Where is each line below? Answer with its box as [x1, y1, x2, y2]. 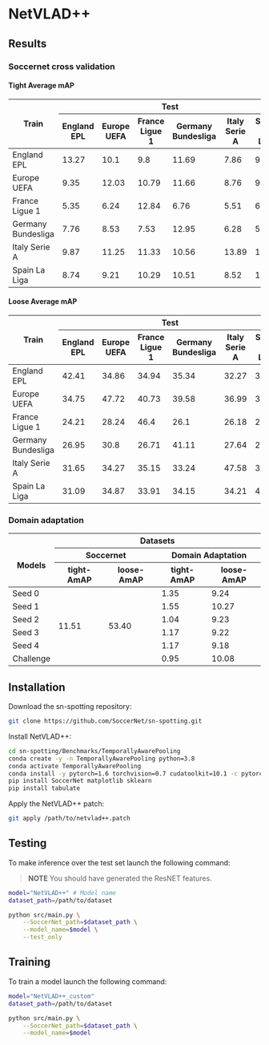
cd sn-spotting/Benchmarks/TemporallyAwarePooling [8, 747, 181, 755]
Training [8, 955, 51, 969]
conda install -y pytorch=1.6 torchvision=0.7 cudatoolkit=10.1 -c [8, 769, 239, 778]
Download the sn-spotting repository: [8, 702, 132, 711]
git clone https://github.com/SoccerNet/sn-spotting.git [8, 717, 203, 726]
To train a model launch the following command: [8, 976, 167, 986]
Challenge [12, 653, 50, 664]
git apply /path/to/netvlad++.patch [8, 815, 130, 823]
